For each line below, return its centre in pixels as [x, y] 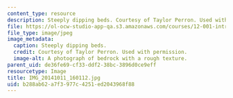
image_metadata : [31, 39]
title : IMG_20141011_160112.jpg [54, 78]
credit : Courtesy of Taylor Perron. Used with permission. [101, 52]
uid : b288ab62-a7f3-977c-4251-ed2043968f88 [71, 84]
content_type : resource [42, 13]
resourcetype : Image [37, 71]
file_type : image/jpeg [40, 33]
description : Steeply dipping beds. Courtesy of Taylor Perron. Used [110, 20]
